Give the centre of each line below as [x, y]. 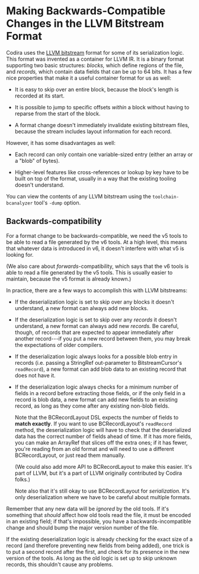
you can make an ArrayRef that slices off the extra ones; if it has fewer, [101, 442]
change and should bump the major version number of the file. [82, 528]
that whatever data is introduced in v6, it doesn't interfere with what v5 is [95, 248]
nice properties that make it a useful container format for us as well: [89, 78]
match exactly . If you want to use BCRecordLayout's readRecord [93, 424]
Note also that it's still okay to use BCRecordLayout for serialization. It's [102, 491]
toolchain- [166, 197]
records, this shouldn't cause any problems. [60, 564]
